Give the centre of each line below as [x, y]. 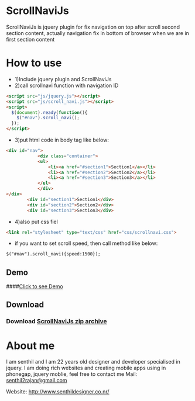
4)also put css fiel [36, 222]
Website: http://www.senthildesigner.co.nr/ [58, 392]
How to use [34, 63]
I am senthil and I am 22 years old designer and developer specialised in [93, 362]
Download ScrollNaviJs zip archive [57, 322]
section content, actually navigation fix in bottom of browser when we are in [97, 33]
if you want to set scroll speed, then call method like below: [86, 243]
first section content [30, 39]
